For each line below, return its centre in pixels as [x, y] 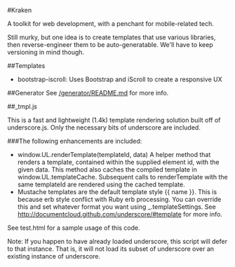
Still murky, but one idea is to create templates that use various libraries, [112, 37]
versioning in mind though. [46, 52]
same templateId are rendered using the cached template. [101, 184]
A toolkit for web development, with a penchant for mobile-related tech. [110, 23]
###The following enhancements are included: [75, 141]
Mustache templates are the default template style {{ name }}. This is [117, 192]
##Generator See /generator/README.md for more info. [88, 93]
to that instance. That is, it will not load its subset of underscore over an [111, 249]
